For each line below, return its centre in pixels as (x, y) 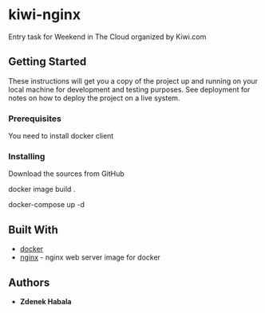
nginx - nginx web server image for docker (90, 257)
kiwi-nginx (45, 15)
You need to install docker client (61, 136)
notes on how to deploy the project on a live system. (94, 98)
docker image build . (42, 190)
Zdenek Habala (45, 301)
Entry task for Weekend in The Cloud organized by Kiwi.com (107, 37)
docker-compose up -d (47, 205)
